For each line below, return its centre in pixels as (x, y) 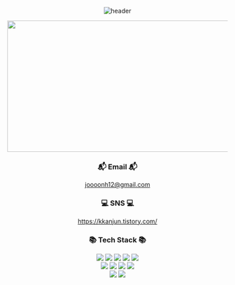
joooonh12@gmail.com (117, 185)
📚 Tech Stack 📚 (117, 239)
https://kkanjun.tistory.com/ (117, 221)
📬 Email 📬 (117, 167)
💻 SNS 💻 (117, 203)
